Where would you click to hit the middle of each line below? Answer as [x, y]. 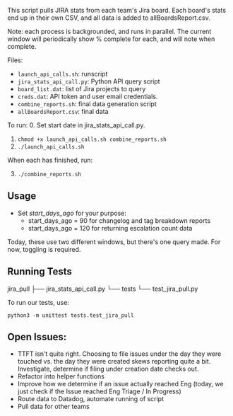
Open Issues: [37, 337]
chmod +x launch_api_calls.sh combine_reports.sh [92, 139]
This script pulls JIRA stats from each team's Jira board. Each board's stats [117, 10]
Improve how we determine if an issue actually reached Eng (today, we [120, 384]
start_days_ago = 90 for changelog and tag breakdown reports [119, 220]
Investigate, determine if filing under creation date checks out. [108, 369]
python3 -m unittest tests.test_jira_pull [71, 315]
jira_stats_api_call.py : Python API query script [89, 81]
